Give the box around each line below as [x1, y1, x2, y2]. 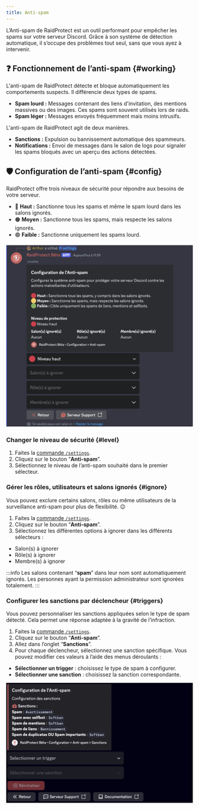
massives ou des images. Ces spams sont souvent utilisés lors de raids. [14, 106, 190, 114]
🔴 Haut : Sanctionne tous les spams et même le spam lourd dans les [14, 203, 181, 210]
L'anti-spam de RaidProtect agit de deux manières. [6, 124, 130, 131]
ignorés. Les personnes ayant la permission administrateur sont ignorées [6, 575, 184, 583]
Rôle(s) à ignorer [14, 551, 56, 558]
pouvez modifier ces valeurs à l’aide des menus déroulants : [14, 653, 162, 660]
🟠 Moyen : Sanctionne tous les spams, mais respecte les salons [14, 216, 172, 223]
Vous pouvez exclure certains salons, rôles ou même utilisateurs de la [6, 496, 176, 503]
